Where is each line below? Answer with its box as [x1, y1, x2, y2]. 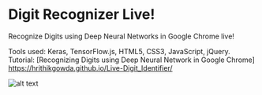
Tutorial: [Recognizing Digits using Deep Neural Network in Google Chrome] [8, 55, 255, 64]
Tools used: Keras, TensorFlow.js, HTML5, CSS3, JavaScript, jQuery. [8, 46, 230, 56]
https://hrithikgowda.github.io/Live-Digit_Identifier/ [8, 63, 173, 72]
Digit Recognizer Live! [8, 5, 155, 24]
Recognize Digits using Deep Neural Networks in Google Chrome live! [8, 31, 235, 41]
